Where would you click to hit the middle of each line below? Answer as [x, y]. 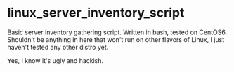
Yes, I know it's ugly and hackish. [56, 60]
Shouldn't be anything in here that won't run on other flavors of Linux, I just [116, 39]
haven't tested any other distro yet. [58, 47]
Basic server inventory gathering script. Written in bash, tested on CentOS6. [117, 32]
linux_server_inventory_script [96, 13]
